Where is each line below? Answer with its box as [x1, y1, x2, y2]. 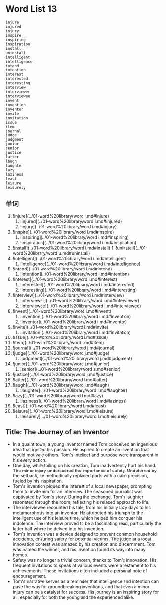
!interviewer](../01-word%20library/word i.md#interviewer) [20, 297, 140, 303]
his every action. [12, 457, 47, 463]
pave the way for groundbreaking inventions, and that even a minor [12, 583, 150, 589]
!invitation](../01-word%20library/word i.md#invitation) [20, 329, 131, 335]
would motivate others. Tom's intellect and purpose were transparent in [12, 452, 159, 458]
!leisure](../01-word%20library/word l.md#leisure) [12, 408, 114, 414]
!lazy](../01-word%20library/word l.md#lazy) [12, 392, 103, 398]
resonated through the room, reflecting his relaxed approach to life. [12, 499, 150, 505]
